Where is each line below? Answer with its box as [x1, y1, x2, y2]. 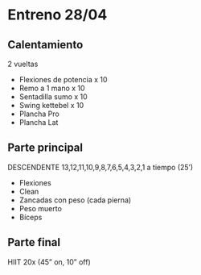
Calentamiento [7, 38, 84, 52]
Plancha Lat [18, 118, 59, 127]
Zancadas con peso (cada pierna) [18, 195, 132, 205]
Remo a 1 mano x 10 [18, 83, 85, 93]
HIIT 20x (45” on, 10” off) [7, 256, 91, 267]
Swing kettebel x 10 [18, 101, 84, 110]
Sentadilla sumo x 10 [18, 92, 88, 102]
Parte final [7, 235, 61, 249]
